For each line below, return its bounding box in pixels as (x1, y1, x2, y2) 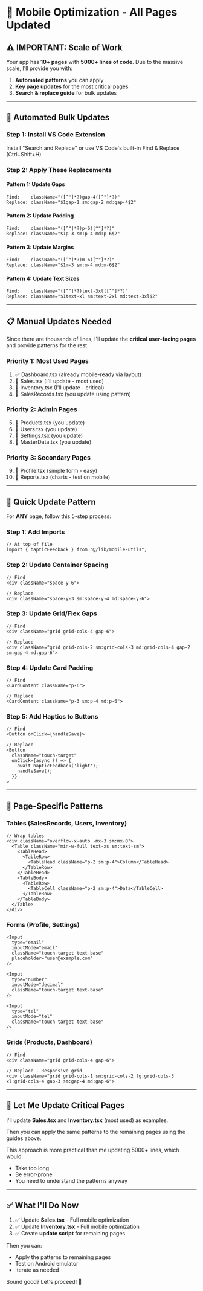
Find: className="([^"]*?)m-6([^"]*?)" (6, 257, 115, 263)
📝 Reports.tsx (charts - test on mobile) (14, 473, 111, 481)
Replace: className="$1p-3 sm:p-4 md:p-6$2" (6, 231, 120, 237)
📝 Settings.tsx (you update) (14, 432, 83, 439)
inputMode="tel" (11, 1014, 53, 1020)
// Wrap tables (6, 833, 45, 839)
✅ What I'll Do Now (6, 1200, 79, 1210)
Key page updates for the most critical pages (14, 83, 129, 90)
